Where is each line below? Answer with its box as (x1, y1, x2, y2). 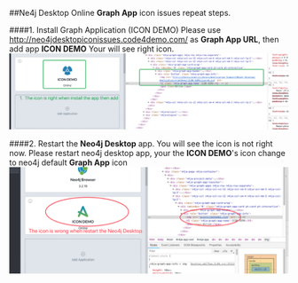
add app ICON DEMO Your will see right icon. (9, 43, 175, 54)
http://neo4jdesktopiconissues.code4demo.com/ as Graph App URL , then (9, 35, 279, 44)
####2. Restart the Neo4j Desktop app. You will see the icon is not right (9, 138, 273, 149)
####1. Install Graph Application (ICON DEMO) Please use (9, 25, 222, 35)
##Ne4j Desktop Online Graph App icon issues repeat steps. (9, 8, 231, 18)
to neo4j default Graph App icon (9, 157, 129, 168)
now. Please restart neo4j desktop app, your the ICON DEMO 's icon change (9, 148, 286, 159)
